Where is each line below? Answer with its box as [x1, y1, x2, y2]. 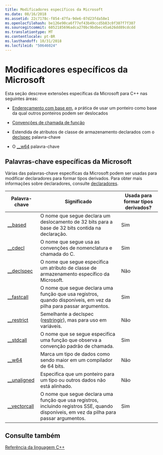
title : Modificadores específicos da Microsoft [5, 7, 103, 12]
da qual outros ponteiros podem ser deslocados [12, 110, 108, 116]
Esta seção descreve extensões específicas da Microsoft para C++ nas [5, 90, 148, 96]
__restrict [7, 317, 29, 324]
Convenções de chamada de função [12, 119, 85, 125]
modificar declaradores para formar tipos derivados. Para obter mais [5, 176, 142, 181]
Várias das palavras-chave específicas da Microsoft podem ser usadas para [5, 170, 157, 176]
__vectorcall [7, 403, 34, 410]
